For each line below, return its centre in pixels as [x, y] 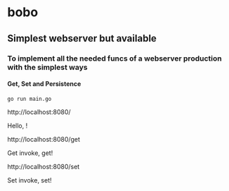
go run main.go [30, 99]
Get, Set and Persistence [44, 84]
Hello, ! [18, 125]
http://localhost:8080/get [44, 139]
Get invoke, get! [30, 153]
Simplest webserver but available [82, 38]
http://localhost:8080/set [44, 166]
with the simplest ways [47, 67]
